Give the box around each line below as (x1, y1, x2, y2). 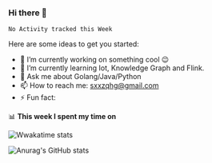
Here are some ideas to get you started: (8, 39, 140, 49)
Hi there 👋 (8, 7, 48, 18)
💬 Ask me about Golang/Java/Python (19, 72, 142, 81)
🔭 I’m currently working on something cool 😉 (19, 55, 170, 65)
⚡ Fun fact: (19, 93, 56, 102)
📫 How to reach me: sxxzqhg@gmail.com (19, 81, 159, 90)
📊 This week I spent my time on (8, 112, 117, 121)
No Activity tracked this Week (8, 26, 113, 34)
